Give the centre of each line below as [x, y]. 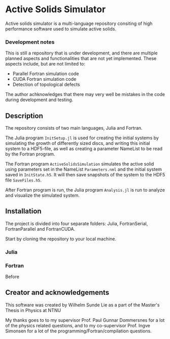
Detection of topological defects [46, 84]
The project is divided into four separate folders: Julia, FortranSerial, [77, 223]
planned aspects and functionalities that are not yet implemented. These [81, 58]
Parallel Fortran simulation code [46, 74]
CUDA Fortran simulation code [44, 79]
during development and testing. [39, 100]
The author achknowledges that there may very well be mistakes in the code [85, 95]
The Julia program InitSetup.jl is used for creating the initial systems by [82, 138]
